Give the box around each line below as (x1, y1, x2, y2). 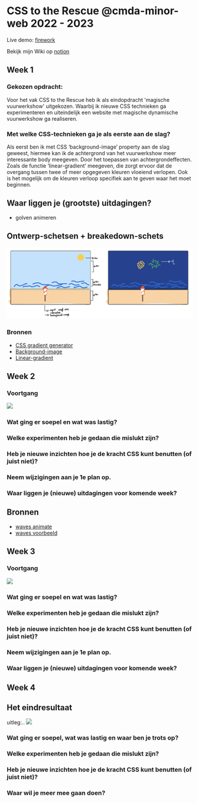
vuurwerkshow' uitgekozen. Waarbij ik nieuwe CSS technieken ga (7, 102, 167, 110)
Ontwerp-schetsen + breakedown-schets (7, 231, 164, 241)
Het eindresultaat (7, 702, 73, 712)
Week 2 (7, 371, 35, 381)
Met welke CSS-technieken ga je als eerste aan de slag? (7, 130, 171, 138)
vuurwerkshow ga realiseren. (7, 115, 77, 122)
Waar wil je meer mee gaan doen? (7, 789, 106, 797)
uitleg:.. (7, 719, 25, 726)
